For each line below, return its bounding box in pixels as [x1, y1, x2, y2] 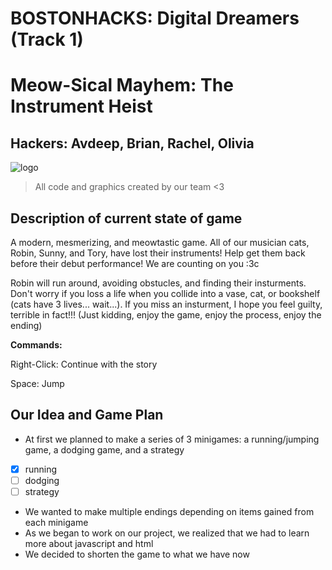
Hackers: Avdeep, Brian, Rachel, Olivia [10, 135, 255, 152]
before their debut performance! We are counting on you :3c [10, 258, 260, 269]
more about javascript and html [24, 538, 154, 549]
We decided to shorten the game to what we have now [24, 548, 250, 560]
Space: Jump [10, 378, 65, 389]
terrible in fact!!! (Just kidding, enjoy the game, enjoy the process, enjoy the [10, 309, 322, 321]
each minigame [24, 517, 89, 528]
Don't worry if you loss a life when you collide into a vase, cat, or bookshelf [10, 288, 321, 299]
